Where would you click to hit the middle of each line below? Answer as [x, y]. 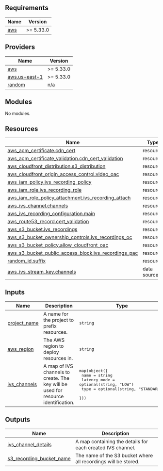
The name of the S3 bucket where [114, 455]
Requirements [27, 8]
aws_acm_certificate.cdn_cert [41, 151]
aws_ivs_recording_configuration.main [51, 214]
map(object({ [94, 371]
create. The [56, 378]
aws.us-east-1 [25, 77]
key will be [56, 384]
